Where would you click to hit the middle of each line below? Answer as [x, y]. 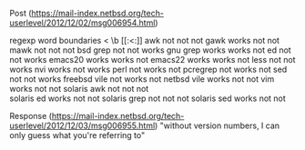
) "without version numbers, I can [217, 125]
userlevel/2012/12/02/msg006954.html [82, 23]
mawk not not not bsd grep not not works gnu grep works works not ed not [150, 50]
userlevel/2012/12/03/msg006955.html [82, 125]
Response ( [31, 116]
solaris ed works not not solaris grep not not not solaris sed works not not [148, 98]
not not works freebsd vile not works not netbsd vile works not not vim [142, 79]
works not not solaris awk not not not [79, 89]
